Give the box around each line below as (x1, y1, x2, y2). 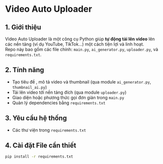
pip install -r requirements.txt (5, 154, 73, 159)
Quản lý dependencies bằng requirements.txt (12, 100, 106, 106)
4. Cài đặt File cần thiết (5, 141, 77, 150)
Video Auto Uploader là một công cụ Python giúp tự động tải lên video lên (5, 36, 155, 42)
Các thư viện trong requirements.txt (12, 127, 87, 133)
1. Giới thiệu (5, 23, 42, 31)
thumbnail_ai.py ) (12, 84, 47, 90)
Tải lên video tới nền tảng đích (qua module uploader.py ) (12, 89, 127, 95)
